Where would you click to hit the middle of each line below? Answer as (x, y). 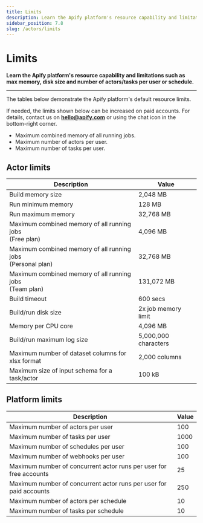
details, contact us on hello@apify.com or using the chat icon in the (91, 117)
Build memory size (36, 194)
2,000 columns (160, 357)
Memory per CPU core (41, 326)
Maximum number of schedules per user (67, 446)
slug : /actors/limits (34, 29)
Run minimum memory (41, 204)
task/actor (24, 378)
